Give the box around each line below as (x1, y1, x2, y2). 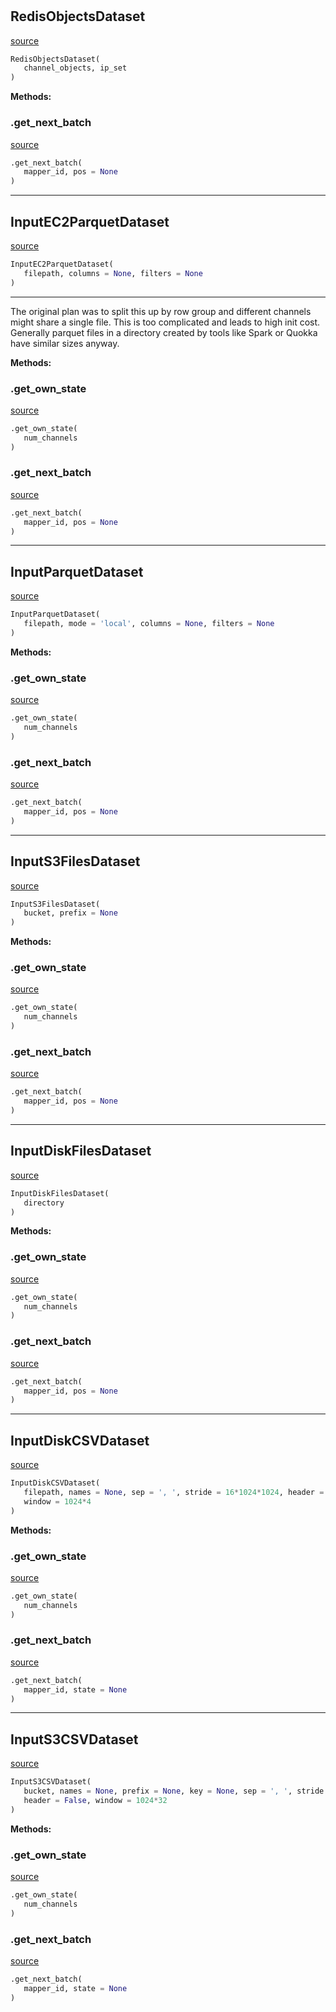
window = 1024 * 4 (23, 1496, 92, 1507)
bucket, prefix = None (23, 908, 118, 918)
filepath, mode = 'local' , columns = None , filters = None (23, 619, 275, 629)
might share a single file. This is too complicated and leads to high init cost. (10, 316, 321, 328)
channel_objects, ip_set (23, 63, 128, 73)
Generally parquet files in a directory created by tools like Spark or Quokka (10, 326, 318, 338)
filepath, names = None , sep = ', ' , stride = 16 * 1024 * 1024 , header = (23, 1487, 325, 1497)
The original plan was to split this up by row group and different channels (10, 305, 312, 317)
